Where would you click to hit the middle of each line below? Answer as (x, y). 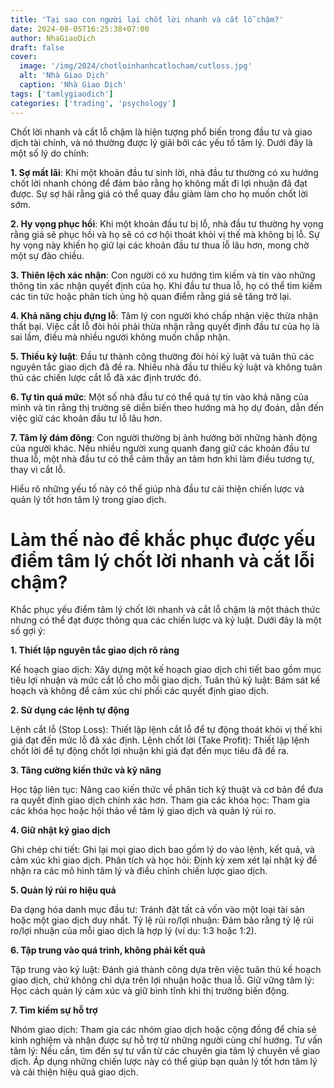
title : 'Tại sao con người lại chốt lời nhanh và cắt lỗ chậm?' (147, 19)
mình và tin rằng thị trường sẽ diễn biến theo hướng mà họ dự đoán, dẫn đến (167, 407)
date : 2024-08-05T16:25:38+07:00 (80, 29)
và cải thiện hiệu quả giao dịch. (74, 1072)
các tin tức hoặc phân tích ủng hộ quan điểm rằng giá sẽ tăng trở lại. (151, 296)
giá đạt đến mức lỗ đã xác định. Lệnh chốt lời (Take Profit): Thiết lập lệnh (160, 740)
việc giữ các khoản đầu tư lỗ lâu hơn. (86, 418)
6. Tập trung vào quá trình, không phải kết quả (108, 950)
